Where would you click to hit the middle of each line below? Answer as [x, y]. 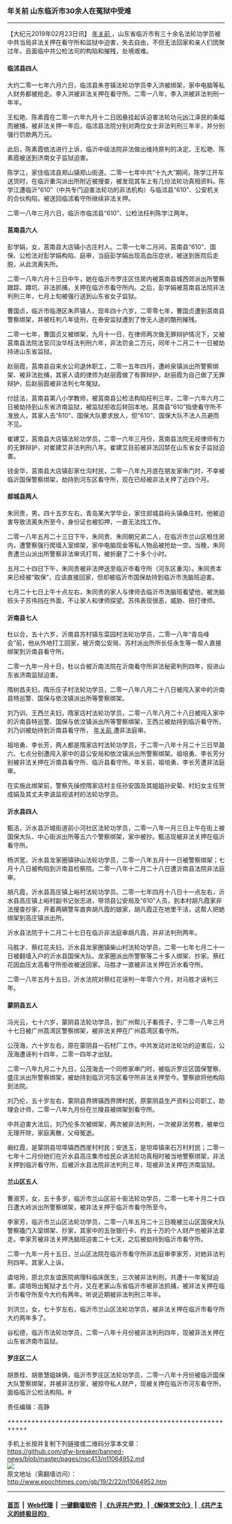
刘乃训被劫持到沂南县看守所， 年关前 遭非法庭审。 [78, 731]
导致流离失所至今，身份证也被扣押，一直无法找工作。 [88, 522]
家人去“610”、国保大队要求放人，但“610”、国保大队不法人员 [122, 415]
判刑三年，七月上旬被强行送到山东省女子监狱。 [74, 296]
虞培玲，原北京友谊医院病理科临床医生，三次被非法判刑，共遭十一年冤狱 [110, 1277]
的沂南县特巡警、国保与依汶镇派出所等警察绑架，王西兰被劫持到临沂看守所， [116, 722]
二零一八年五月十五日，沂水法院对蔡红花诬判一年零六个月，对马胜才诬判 [110, 980]
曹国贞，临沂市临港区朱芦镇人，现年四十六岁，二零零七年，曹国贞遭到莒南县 [116, 311]
